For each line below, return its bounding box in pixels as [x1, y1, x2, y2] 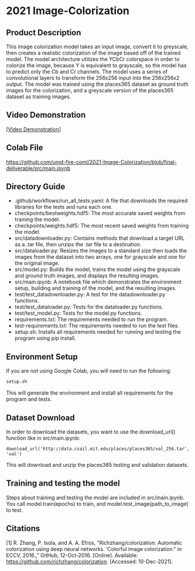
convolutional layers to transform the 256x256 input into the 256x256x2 [6, 75, 180, 81]
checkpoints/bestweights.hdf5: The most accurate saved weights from [14, 210, 186, 217]
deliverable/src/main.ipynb [6, 165, 71, 172]
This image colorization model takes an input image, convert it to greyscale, [6, 43, 189, 50]
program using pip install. [14, 335, 76, 342]
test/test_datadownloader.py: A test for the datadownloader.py [14, 291, 166, 298]
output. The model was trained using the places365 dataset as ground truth [6, 81, 189, 88]
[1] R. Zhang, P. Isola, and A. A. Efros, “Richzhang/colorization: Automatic [6, 539, 183, 546]
